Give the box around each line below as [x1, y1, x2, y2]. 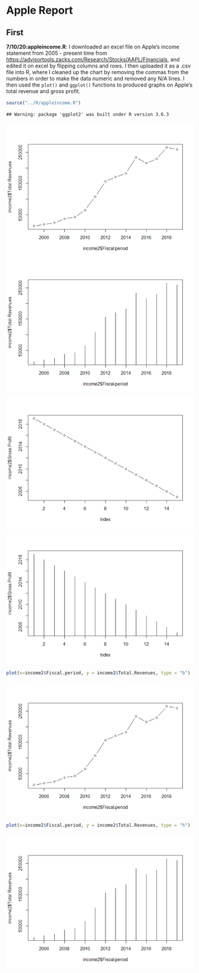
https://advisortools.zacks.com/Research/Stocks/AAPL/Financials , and [6, 56, 180, 63]
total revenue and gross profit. [6, 88, 80, 94]
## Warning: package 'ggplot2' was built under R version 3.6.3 [6, 111, 169, 117]
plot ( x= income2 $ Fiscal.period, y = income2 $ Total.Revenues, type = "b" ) [6, 670, 191, 676]
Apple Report [6, 4, 73, 17]
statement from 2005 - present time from [6, 50, 107, 57]
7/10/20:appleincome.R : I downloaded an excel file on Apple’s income [6, 43, 180, 50]
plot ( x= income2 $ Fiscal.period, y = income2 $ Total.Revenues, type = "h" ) [6, 822, 191, 828]
